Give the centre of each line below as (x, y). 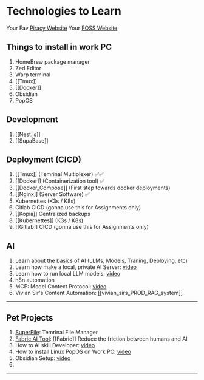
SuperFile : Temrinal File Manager (56, 332)
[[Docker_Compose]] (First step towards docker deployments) (93, 188)
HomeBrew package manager (52, 61)
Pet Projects (30, 318)
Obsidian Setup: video (43, 358)
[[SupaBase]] (32, 140)
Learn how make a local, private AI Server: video (76, 267)
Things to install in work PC (59, 47)
